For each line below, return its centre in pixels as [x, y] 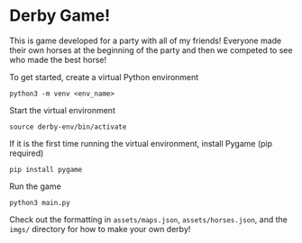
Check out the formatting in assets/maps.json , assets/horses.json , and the [149, 219]
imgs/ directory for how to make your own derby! [100, 229]
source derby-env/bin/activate [68, 127]
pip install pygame [46, 169]
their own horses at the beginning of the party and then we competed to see [151, 49]
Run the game [35, 186]
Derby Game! [60, 16]
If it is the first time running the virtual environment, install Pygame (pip [141, 143]
